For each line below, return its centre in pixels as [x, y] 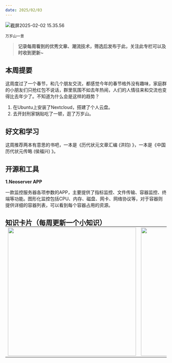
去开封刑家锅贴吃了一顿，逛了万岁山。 [53, 114]
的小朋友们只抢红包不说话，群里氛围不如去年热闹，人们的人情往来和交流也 [84, 90]
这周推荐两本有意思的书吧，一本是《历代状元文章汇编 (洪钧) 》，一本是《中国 [86, 145]
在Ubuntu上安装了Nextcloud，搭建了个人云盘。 [63, 107]
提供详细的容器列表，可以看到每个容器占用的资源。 [59, 205]
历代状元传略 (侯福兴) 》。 [32, 151]
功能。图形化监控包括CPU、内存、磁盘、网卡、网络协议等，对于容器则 [88, 199]
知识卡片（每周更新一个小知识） [56, 223]
